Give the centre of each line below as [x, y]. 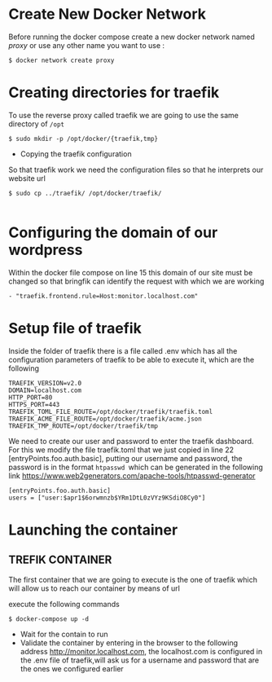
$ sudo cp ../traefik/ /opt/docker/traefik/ [85, 193]
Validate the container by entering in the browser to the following [129, 642]
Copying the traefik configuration [76, 154]
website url [27, 178]
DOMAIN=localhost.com [45, 390]
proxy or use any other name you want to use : [87, 45]
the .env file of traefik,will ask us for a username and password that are [140, 660]
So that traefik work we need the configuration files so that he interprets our [136, 169]
